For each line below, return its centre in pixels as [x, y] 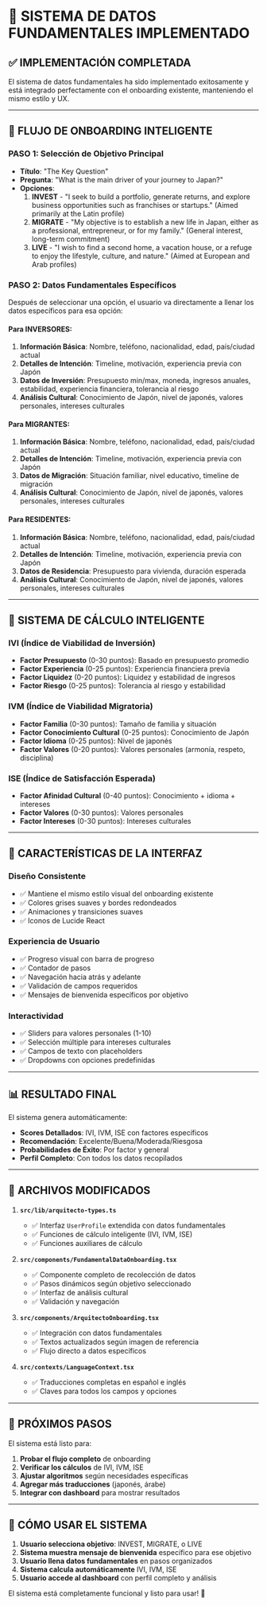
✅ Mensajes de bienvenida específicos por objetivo [104, 994]
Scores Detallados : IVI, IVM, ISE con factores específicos [114, 1132]
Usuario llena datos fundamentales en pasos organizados [116, 1561]
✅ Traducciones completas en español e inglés [109, 1382]
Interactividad [36, 1016]
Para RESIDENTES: [40, 519]
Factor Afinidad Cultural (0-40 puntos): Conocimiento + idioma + [128, 795]
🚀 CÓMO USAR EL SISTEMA [78, 1525]
